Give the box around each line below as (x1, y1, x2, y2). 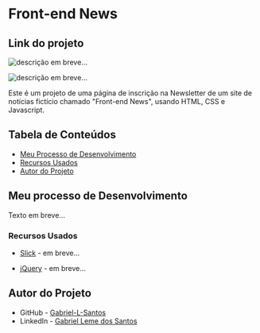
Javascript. (8, 105, 45, 114)
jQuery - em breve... (19, 263, 86, 273)
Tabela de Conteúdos (8, 128, 117, 141)
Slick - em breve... (19, 248, 80, 257)
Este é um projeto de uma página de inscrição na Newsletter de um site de (8, 88, 253, 98)
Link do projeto (8, 37, 84, 50)
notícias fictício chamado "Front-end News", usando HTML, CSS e (8, 97, 226, 106)
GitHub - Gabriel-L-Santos (19, 308, 106, 317)
